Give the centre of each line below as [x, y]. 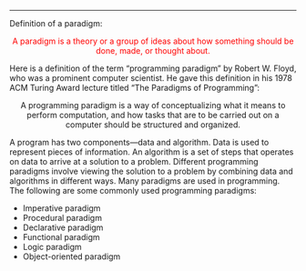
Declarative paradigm [63, 227]
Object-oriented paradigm [71, 256]
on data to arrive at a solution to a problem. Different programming [134, 161]
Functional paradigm [61, 237]
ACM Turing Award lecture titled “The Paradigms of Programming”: [135, 88]
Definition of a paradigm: [56, 23]
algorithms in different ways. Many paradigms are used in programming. [145, 181]
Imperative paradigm [61, 208]
